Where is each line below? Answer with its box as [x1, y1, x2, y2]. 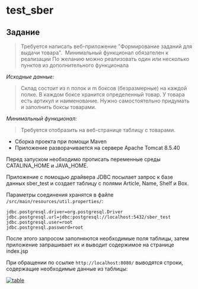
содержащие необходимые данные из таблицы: [6, 265, 128, 272]
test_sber [6, 4, 54, 17]
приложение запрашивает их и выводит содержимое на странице [6, 241, 174, 248]
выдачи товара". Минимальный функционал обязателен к [20, 49, 169, 56]
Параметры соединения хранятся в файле [6, 191, 114, 198]
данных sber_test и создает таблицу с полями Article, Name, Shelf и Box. [6, 180, 189, 187]
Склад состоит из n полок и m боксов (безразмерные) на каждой [20, 85, 187, 92]
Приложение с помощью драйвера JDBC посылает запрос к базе [6, 174, 173, 181]
